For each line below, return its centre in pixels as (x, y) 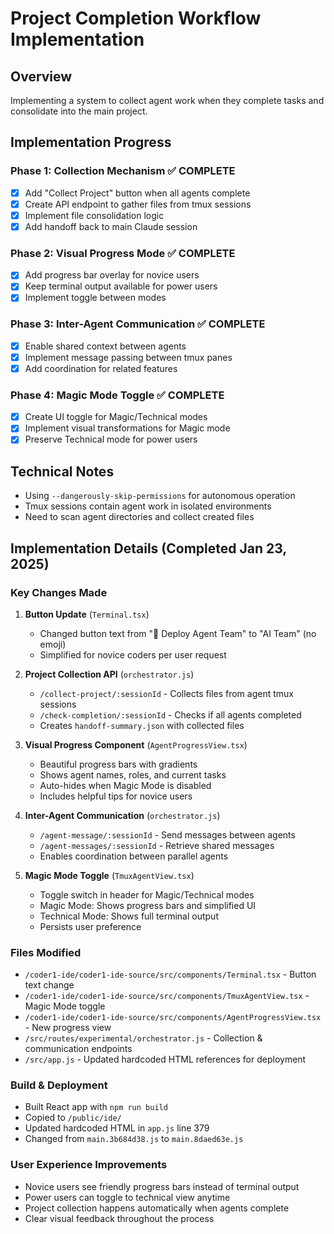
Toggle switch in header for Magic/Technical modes (147, 894)
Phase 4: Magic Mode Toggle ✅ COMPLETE (117, 395)
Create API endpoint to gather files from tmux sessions (138, 204)
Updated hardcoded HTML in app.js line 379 (117, 1128)
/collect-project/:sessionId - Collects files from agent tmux (166, 693)
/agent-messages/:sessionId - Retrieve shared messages (157, 845)
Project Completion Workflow (136, 18)
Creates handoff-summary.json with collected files (142, 725)
